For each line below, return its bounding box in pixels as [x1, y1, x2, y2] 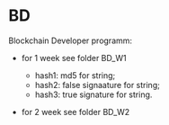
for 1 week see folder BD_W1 [21, 52, 127, 63]
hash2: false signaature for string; [34, 79, 161, 90]
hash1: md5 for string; [34, 69, 116, 81]
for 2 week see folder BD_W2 [21, 106, 130, 117]
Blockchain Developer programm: [8, 35, 132, 46]
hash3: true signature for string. [34, 89, 153, 100]
